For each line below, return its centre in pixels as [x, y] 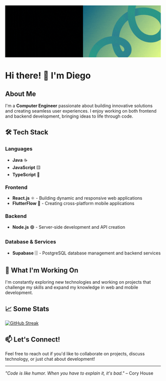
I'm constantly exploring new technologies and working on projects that [78, 282]
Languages [19, 149]
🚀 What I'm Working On [42, 270]
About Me [21, 94]
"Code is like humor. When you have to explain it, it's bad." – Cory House [79, 373]
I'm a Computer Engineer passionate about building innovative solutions [79, 106]
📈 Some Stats [27, 309]
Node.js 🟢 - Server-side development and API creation [69, 227]
